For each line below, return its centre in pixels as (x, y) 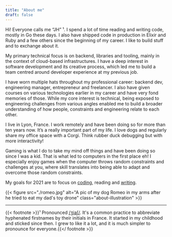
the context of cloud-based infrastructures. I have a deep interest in (77, 61)
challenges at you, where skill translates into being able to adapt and (78, 167)
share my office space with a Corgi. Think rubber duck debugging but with (84, 135)
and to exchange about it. (32, 46)
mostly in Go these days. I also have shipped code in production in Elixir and (86, 35)
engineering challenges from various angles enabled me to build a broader (84, 103)
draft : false (19, 15)
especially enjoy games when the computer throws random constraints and (85, 161)
